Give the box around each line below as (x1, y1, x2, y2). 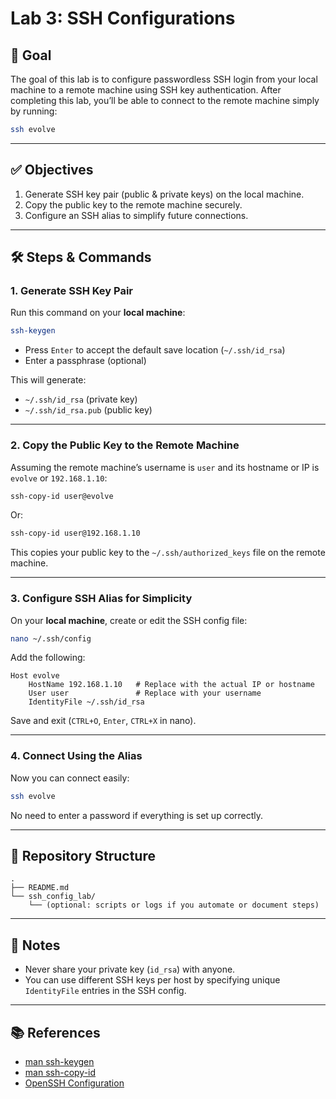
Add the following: (10, 652, 86, 664)
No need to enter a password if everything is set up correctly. (10, 809, 264, 821)
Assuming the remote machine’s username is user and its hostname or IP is (10, 461, 320, 473)
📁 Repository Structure (10, 848, 156, 865)
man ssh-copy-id (24, 1067, 97, 1079)
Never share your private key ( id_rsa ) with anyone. (24, 963, 236, 976)
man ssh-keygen (24, 1056, 95, 1068)
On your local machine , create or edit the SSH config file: (10, 614, 248, 626)
